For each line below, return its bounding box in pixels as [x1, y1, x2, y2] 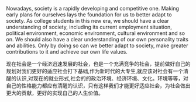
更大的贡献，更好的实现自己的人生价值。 [6, 90, 104, 96]
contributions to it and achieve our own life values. [6, 48, 128, 55]
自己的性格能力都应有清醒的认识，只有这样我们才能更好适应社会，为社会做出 [6, 82, 191, 89]
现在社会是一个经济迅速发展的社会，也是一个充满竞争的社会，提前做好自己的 [6, 61, 191, 67]
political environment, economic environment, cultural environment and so [6, 30, 185, 37]
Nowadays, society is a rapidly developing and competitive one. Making [6, 5, 180, 12]
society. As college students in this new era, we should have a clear [6, 17, 170, 24]
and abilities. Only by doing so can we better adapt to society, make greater [6, 42, 188, 49]
